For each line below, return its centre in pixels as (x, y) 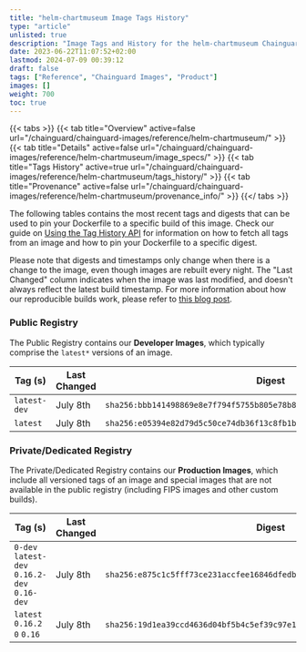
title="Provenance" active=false (69, 187)
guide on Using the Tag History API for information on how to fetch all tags (149, 233)
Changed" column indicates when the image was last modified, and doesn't (151, 280)
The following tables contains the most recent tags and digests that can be (150, 214)
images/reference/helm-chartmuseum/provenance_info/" (117, 196)
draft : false (34, 69)
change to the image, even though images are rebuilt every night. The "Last (151, 270)
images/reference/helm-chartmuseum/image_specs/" (110, 158)
